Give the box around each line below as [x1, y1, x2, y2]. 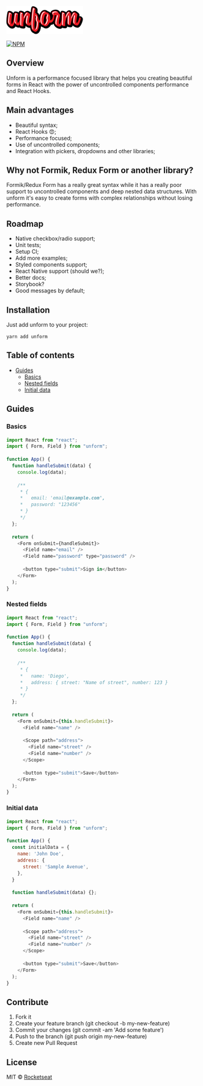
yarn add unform [6, 334, 48, 340]
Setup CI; [15, 248, 39, 256]
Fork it [15, 1013, 32, 1020]
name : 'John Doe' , [17, 851, 64, 857]
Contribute [6, 997, 49, 1008]
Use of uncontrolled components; [15, 141, 100, 148]
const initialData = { [12, 845, 70, 851]
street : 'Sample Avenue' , [22, 864, 89, 870]
